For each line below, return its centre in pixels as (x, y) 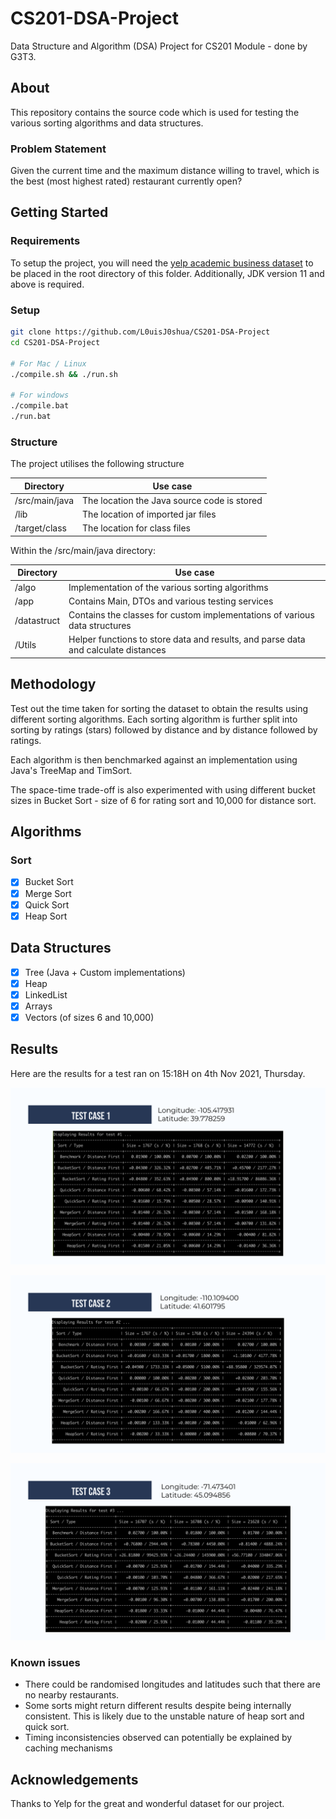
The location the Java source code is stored (172, 500)
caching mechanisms (68, 1748)
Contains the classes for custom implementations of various (191, 615)
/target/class (40, 528)
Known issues (45, 1663)
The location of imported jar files (149, 514)
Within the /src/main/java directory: (83, 550)
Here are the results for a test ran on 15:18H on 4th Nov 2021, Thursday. (158, 1073)
